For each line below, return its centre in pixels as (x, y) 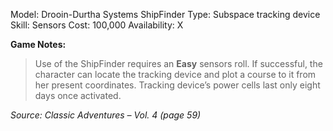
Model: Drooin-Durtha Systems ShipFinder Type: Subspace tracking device (165, 14)
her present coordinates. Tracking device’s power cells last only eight (177, 85)
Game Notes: (38, 44)
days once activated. (78, 95)
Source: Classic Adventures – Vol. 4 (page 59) (106, 115)
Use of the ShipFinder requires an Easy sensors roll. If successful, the (178, 63)
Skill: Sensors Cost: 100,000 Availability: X (97, 25)
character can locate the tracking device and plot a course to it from (175, 74)
